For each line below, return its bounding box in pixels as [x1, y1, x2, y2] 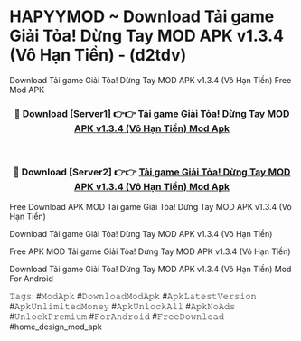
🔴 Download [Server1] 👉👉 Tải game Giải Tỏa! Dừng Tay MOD [14, 107, 290, 119]
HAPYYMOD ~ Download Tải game [9, 6, 275, 27]
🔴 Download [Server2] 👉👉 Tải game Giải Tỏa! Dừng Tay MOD [13, 166, 291, 178]
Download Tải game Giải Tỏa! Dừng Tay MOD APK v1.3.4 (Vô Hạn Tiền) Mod [9, 263, 292, 274]
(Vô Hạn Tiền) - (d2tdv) [9, 45, 187, 65]
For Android [9, 273, 54, 284]
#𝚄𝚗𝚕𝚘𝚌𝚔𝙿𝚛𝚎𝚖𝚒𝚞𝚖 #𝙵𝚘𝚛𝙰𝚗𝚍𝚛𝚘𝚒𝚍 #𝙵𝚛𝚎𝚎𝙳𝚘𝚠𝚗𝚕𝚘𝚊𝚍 [9, 310, 224, 322]
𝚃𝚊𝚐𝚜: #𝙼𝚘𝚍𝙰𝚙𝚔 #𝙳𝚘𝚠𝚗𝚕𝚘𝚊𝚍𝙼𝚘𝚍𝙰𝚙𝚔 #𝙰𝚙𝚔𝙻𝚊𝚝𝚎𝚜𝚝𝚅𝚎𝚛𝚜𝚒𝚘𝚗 [9, 290, 258, 301]
